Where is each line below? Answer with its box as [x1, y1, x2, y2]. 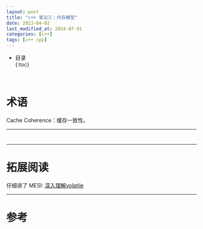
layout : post [6, 8, 39, 15]
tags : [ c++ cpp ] [6, 37, 47, 43]
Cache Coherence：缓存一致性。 [6, 116, 89, 124]
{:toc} [14, 61, 30, 68]
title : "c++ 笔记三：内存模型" [6, 14, 78, 20]
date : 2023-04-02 [6, 20, 50, 26]
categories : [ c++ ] [6, 31, 53, 37]
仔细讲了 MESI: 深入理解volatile [6, 182, 84, 189]
